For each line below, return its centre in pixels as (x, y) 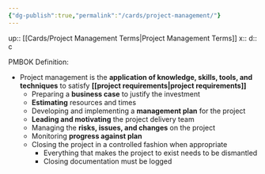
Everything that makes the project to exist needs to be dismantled (150, 153)
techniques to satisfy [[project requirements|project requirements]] (133, 85)
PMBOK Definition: (38, 62)
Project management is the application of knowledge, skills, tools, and (136, 77)
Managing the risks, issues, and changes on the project (123, 127)
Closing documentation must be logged (108, 161)
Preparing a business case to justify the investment (115, 94)
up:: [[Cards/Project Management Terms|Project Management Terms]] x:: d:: (132, 38)
